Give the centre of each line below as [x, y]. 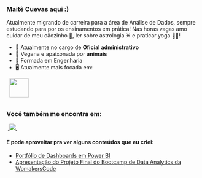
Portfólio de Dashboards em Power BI [63, 156]
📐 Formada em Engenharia [49, 61]
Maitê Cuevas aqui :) [38, 9]
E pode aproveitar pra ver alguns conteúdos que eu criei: [80, 142]
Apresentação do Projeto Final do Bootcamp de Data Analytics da [98, 162]
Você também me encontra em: [54, 114]
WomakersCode [36, 169]
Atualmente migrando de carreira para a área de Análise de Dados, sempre [101, 23]
